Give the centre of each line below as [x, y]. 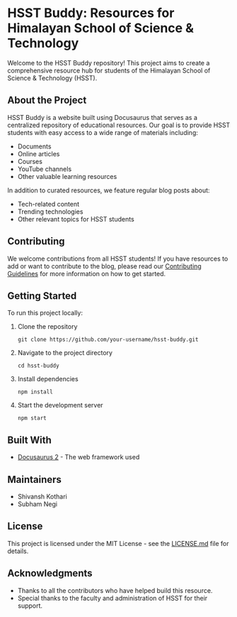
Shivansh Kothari [42, 496]
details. [18, 551]
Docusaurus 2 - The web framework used [79, 457]
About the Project [47, 100]
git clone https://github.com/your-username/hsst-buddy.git [108, 340]
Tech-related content [48, 204]
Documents [34, 146]
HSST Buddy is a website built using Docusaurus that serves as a [103, 117]
